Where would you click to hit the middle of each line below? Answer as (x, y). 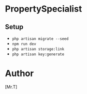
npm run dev (24, 44)
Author (19, 73)
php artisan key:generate (38, 54)
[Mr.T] (11, 87)
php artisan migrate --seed (40, 39)
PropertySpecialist (43, 9)
